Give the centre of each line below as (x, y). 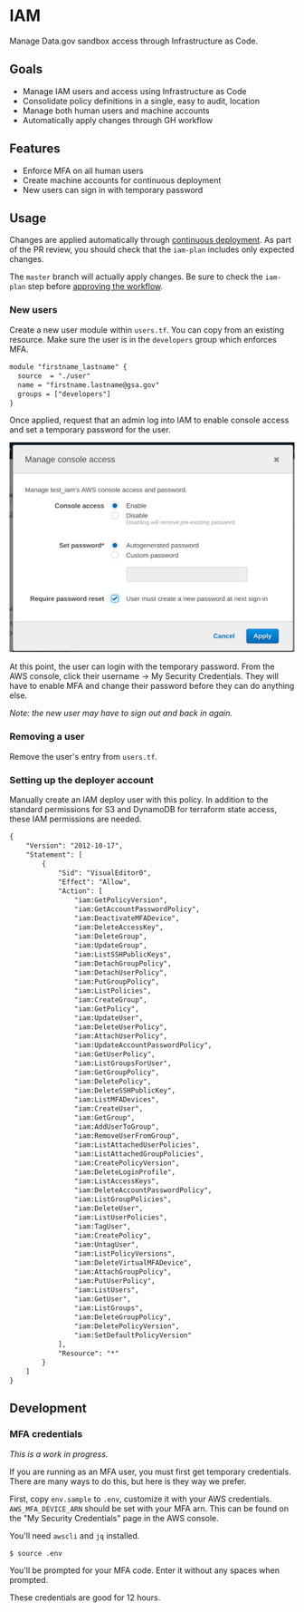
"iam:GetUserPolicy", (114, 1054)
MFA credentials (46, 1434)
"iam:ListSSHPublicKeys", (123, 954)
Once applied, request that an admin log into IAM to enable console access (149, 420)
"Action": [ (80, 891)
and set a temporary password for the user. (90, 429)
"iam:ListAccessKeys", (117, 1181)
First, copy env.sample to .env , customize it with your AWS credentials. (141, 1499)
